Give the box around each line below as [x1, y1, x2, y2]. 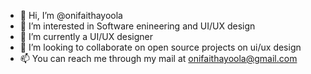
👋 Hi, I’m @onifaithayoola [19, 10, 123, 21]
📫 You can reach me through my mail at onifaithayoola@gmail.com [19, 53, 298, 64]
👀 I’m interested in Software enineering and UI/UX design [19, 20, 256, 32]
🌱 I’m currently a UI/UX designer [19, 31, 154, 42]
